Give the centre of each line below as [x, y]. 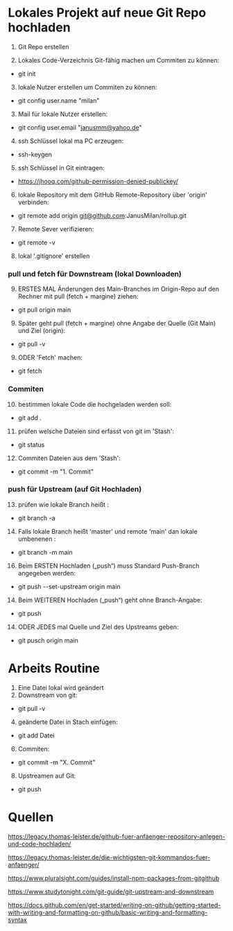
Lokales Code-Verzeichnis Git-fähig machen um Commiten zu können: [119, 60]
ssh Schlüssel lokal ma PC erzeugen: [71, 141]
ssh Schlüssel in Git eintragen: [61, 167]
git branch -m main [45, 552]
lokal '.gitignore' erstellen [54, 255]
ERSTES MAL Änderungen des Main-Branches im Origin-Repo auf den [119, 289]
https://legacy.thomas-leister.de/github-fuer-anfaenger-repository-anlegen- [117, 836]
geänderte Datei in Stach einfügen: [68, 722]
